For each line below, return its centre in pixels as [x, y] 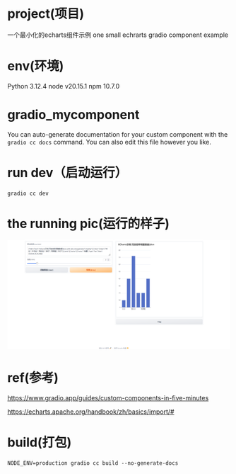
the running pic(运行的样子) [88, 224]
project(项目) [46, 14]
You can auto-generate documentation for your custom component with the [118, 134]
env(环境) [36, 66]
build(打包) [40, 442]
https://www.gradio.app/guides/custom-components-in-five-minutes [108, 398]
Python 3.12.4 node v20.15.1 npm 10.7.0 [64, 86]
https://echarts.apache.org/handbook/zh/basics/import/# [91, 412]
